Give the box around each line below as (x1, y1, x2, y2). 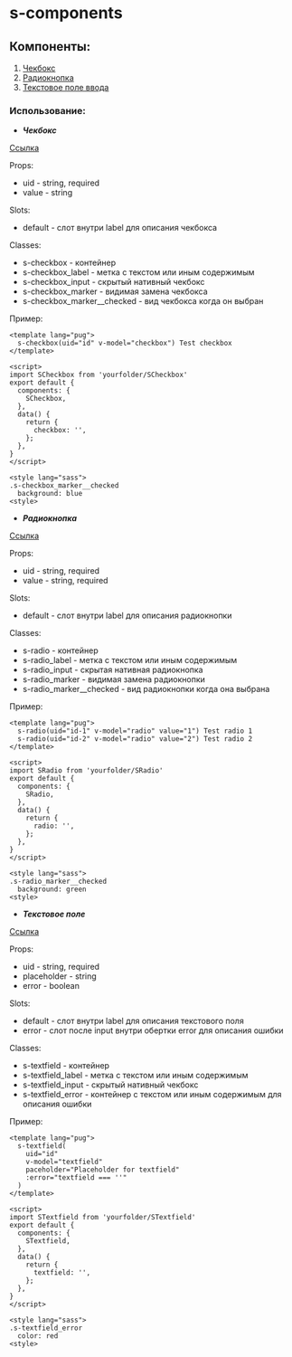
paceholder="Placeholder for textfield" (25, 1165, 180, 1174)
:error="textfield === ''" (25, 1173, 127, 1182)
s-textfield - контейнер (22, 1060, 110, 1071)
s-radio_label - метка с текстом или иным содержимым (22, 655, 238, 666)
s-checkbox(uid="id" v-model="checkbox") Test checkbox (17, 338, 232, 348)
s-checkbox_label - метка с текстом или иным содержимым (22, 267, 255, 278)
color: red (17, 1332, 59, 1341)
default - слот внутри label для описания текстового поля (22, 1016, 244, 1027)
